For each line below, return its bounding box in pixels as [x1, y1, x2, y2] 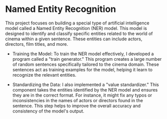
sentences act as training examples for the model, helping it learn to [12, 66, 152, 73]
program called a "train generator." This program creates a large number [12, 56, 162, 62]
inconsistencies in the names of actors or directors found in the [12, 97, 143, 103]
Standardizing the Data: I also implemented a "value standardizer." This [12, 81, 159, 88]
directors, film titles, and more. [5, 41, 68, 47]
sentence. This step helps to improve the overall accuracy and [12, 103, 141, 109]
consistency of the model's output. [12, 108, 84, 114]
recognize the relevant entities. [12, 72, 76, 78]
